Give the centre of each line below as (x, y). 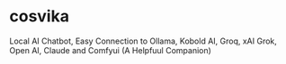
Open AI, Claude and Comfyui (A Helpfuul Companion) (110, 50)
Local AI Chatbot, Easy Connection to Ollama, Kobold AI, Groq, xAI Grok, (143, 41)
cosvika (40, 16)
